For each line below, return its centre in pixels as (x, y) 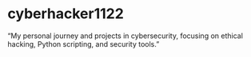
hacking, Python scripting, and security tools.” (84, 44)
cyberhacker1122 (66, 14)
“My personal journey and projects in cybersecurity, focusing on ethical (125, 36)
